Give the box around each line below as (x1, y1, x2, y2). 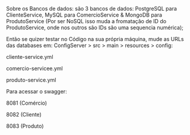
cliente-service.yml (6, 54, 53, 60)
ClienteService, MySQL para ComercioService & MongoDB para (6, 11, 162, 18)
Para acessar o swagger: (6, 88, 67, 95)
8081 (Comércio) (6, 99, 47, 106)
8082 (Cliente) (6, 111, 42, 118)
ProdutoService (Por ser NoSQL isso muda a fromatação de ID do (6, 18, 167, 24)
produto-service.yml (6, 77, 56, 83)
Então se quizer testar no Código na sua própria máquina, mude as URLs (6, 36, 184, 42)
